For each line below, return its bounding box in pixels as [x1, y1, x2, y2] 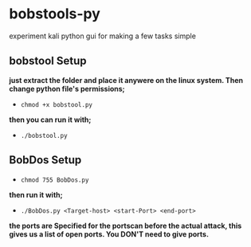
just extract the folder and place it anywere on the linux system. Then [9, 75, 244, 84]
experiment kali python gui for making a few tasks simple [9, 31, 196, 41]
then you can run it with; [9, 115, 92, 124]
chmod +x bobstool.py [20, 100, 92, 108]
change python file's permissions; [9, 84, 126, 93]
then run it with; [9, 190, 63, 199]
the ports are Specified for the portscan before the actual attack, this [9, 221, 242, 230]
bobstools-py [9, 5, 100, 23]
